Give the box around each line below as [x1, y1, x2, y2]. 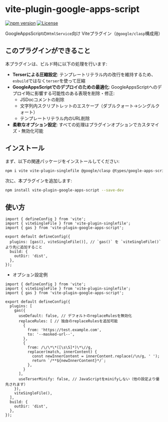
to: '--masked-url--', [27, 332, 75, 337]
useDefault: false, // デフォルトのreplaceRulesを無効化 [18, 313, 132, 319]
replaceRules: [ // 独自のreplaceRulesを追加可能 [18, 319, 118, 324]
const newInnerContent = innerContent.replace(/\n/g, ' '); [31, 354, 160, 359]
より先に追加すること [5, 245, 42, 250]
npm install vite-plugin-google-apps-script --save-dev [5, 188, 124, 193]
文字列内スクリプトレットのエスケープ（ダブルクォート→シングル [19, 103, 156, 109]
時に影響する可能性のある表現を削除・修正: [25, 90, 115, 96]
